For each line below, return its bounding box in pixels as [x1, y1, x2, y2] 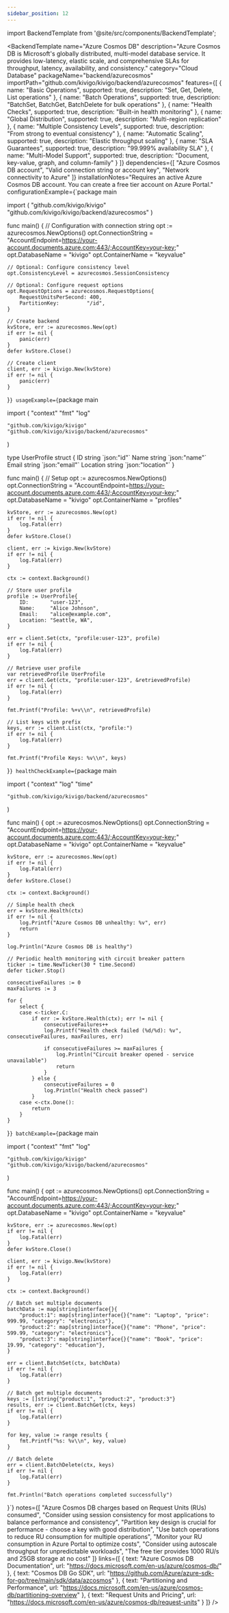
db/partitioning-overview [7, 1590, 77, 1599]
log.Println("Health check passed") [43, 1087, 148, 1094]
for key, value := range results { [7, 1432, 109, 1438]
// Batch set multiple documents [7, 1299, 103, 1306]
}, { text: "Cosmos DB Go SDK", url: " [7, 1568, 111, 1577]
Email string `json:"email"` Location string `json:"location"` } [7, 460, 175, 469]
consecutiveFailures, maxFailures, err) [7, 1033, 124, 1040]
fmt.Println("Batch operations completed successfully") [7, 1491, 173, 1498]
